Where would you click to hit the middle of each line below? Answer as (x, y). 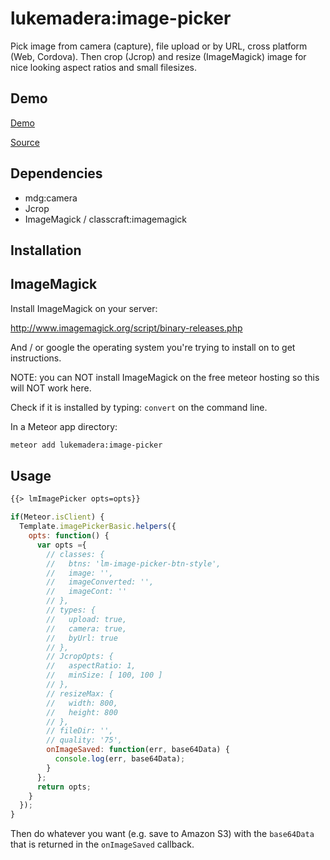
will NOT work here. (51, 388)
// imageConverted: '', (100, 582)
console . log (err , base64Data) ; (120, 759)
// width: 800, (82, 703)
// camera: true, (87, 628)
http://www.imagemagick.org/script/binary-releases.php (126, 328)
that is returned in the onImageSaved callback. (102, 844)
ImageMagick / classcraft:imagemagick (106, 219)
